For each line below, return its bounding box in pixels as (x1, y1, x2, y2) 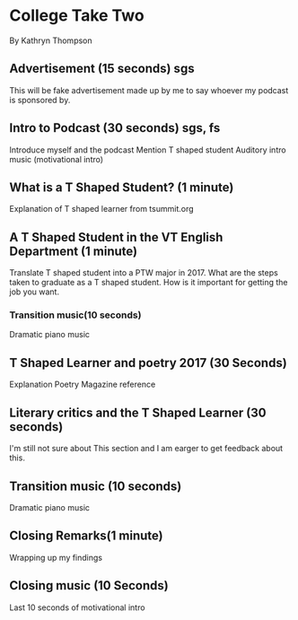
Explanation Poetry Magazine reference (9, 379, 156, 390)
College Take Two (9, 5, 145, 26)
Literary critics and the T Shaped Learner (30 (9, 405, 267, 420)
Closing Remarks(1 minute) (9, 528, 163, 544)
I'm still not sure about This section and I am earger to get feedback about (9, 443, 284, 454)
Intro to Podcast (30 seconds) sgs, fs (9, 120, 221, 135)
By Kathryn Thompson (9, 35, 92, 46)
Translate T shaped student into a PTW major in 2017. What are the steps (9, 267, 278, 278)
